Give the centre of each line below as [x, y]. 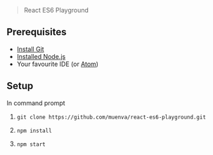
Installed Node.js [41, 56]
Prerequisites [37, 32]
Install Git [30, 49]
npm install [34, 130]
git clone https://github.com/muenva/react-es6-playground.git [111, 117]
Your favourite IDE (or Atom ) [58, 64]
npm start [31, 144]
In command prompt [36, 103]
